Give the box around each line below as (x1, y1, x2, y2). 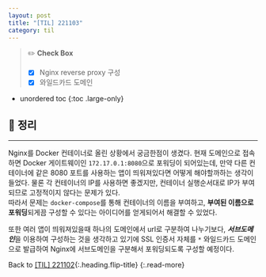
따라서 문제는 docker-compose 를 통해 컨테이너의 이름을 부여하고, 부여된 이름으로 (8, 198, 254, 207)
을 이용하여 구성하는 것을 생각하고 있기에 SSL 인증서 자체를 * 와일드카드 (14, 234, 236, 244)
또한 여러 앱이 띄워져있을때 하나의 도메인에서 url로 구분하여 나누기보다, (8, 225, 226, 234)
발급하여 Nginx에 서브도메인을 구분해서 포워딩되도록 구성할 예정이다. (22, 245, 235, 254)
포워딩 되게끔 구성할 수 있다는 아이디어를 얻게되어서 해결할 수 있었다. (8, 207, 218, 218)
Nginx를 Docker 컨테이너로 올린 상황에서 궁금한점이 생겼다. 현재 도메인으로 (8, 148, 241, 158)
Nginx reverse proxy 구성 (39, 68, 121, 78)
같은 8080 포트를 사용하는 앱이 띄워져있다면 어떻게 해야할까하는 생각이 (35, 168, 254, 178)
